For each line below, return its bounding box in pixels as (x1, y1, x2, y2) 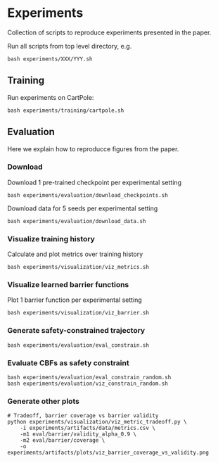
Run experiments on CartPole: (7, 93, 94, 101)
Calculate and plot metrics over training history (7, 250, 143, 258)
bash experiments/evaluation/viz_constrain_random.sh (7, 380, 169, 388)
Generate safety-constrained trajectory (7, 326, 146, 336)
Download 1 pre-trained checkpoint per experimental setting (7, 178, 181, 186)
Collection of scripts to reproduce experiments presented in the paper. (7, 28, 212, 37)
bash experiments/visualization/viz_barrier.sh (7, 310, 150, 317)
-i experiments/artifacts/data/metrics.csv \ (20, 424, 156, 432)
